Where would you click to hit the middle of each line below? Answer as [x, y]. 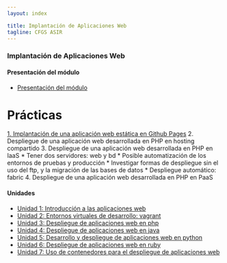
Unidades [21, 193]
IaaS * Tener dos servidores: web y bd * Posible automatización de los [107, 156]
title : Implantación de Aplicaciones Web [67, 26]
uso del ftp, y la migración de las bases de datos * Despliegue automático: [112, 170]
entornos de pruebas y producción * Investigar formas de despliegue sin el [113, 163]
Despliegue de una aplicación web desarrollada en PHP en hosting [101, 141]
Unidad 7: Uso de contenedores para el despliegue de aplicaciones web [118, 252]
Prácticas [35, 115]
